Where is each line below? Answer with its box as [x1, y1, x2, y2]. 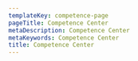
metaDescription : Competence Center [8, 26, 130, 34]
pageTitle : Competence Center [8, 19, 109, 27]
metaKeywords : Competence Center [8, 33, 120, 42]
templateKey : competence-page [8, 11, 109, 20]
